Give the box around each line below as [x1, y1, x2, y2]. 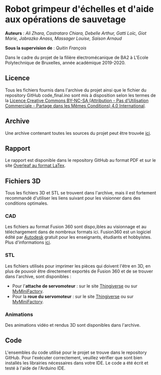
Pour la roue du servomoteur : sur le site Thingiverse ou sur [12, 293, 134, 299]
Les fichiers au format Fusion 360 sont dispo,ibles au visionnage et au [5, 224, 147, 230]
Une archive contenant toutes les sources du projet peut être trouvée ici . [5, 130, 152, 136]
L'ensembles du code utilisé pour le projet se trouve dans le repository [5, 349, 147, 355]
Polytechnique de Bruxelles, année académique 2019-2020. [5, 60, 126, 65]
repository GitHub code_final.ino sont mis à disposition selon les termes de [5, 92, 156, 98]
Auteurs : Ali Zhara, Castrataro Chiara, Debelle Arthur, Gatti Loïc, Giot [5, 30, 147, 36]
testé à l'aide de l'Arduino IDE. [5, 365, 66, 371]
